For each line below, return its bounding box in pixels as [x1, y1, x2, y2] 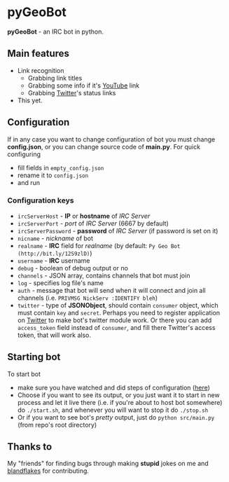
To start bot [7, 369, 41, 378]
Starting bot [7, 351, 61, 363]
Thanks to [7, 441, 53, 453]
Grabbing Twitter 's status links [27, 88, 116, 97]
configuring [7, 150, 41, 158]
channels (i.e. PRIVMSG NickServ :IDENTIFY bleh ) [17, 294, 158, 302]
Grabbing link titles [27, 74, 83, 82]
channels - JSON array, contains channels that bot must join [17, 271, 190, 280]
